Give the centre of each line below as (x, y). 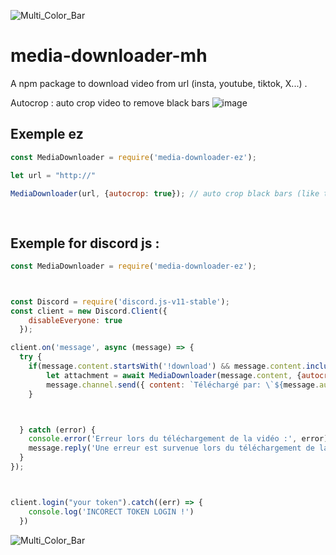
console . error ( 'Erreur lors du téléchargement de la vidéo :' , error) (178, 439)
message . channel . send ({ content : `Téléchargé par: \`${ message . (183, 385)
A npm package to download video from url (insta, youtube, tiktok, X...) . (159, 83)
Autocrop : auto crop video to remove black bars (110, 102)
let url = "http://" (53, 175)
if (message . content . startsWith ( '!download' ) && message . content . (167, 366)
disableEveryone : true (75, 320)
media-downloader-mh (109, 56)
